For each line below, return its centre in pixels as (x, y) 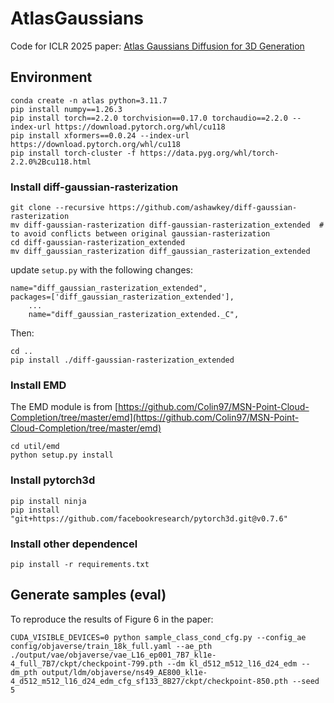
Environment (51, 77)
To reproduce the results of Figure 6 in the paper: (112, 619)
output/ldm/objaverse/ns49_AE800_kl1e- (124, 672)
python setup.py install (62, 455)
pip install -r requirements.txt (80, 564)
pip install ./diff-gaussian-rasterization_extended (122, 360)
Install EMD (38, 385)
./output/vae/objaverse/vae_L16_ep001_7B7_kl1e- (113, 655)
